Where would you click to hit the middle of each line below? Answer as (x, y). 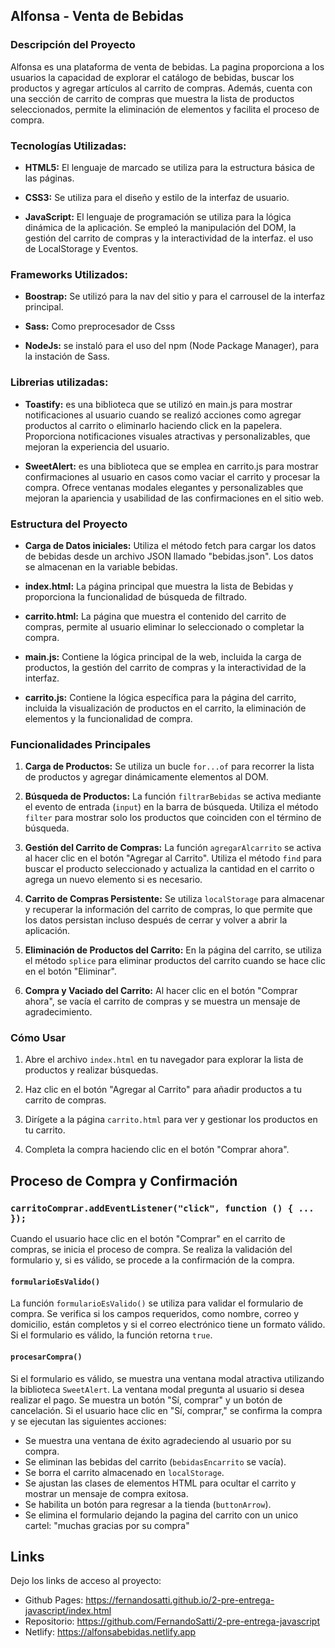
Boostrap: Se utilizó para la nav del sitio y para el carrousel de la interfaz (175, 296)
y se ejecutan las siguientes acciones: (88, 1421)
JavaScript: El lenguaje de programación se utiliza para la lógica (158, 216)
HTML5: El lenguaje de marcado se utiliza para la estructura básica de (169, 167)
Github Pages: (54, 1600)
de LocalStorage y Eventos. (81, 248)
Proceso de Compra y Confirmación (124, 1180)
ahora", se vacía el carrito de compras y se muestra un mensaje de (162, 1001)
